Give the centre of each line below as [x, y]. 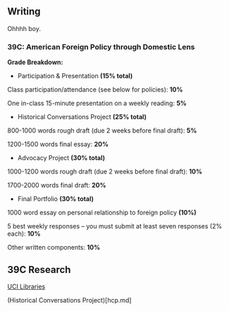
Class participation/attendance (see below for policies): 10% [95, 90]
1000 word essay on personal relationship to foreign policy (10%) [102, 213]
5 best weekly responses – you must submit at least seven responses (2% [115, 226]
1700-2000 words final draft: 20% [57, 185]
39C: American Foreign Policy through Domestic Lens [101, 47]
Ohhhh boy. [24, 28]
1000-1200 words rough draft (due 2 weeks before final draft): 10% [105, 171]
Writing [24, 12]
